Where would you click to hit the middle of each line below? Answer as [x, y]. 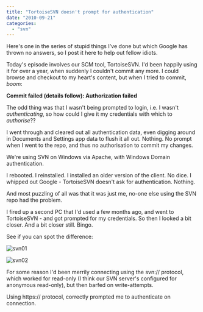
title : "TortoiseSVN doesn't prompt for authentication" [80, 12]
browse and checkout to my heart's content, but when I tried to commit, [97, 77]
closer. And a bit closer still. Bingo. [50, 225]
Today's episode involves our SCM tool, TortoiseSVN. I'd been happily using [102, 65]
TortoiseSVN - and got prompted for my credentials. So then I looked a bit [99, 218]
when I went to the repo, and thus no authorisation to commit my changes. [100, 145]
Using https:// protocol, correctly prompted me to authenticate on [88, 297]
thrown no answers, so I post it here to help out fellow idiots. [82, 53]
